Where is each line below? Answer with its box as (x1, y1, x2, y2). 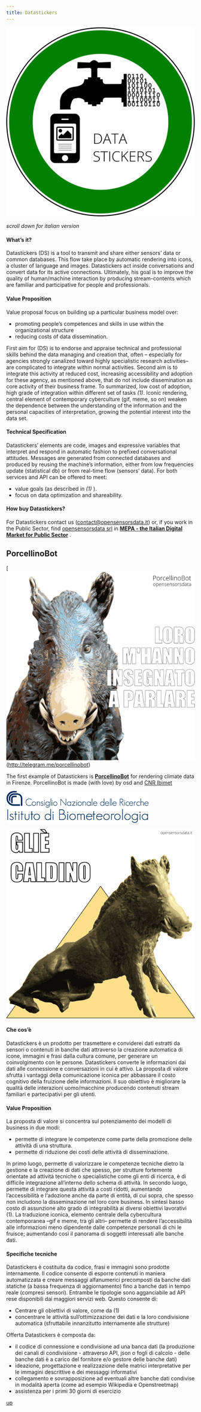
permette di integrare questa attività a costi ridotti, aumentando (6, 1185, 163, 1193)
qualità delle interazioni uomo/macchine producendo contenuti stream (6, 1084, 179, 1091)
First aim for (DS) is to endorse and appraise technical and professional (6, 344, 182, 352)
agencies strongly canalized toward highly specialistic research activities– (6, 357, 188, 364)
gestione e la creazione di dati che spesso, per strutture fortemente (6, 1167, 172, 1174)
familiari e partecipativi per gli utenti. (6, 1090, 97, 1098)
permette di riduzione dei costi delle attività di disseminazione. (14, 1149, 169, 1156)
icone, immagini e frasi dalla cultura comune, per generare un (6, 1052, 158, 1059)
